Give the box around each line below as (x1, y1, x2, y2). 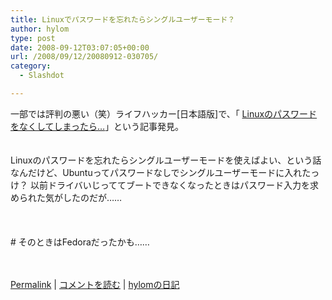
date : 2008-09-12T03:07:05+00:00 (10, 42, 150, 53)
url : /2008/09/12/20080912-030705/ (10, 52, 159, 62)
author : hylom (10, 24, 70, 34)
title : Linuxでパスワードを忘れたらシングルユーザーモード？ (10, 14, 236, 25)
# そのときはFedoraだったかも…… (10, 236, 150, 248)
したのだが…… (62, 191, 123, 203)
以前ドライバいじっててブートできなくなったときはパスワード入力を (29, 179, 310, 191)
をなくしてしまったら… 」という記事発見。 (10, 120, 185, 132)
